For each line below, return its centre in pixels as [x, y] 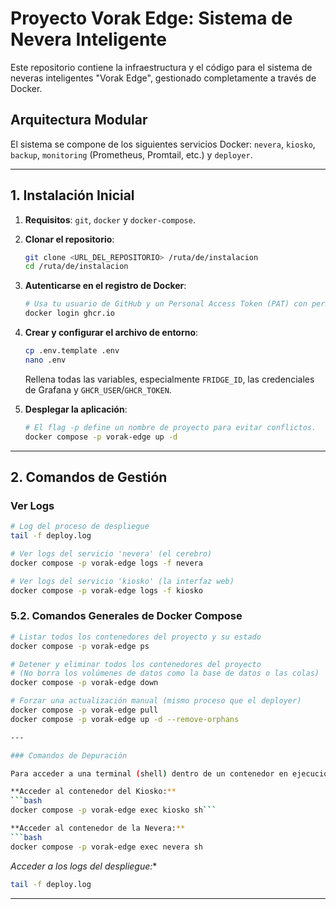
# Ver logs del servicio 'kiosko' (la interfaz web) [122, 581]
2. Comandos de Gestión [89, 477]
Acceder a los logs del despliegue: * [84, 866]
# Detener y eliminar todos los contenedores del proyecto [136, 664]
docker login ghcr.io [69, 313]
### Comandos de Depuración [69, 755]
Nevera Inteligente [88, 39]
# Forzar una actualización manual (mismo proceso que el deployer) [156, 701]
